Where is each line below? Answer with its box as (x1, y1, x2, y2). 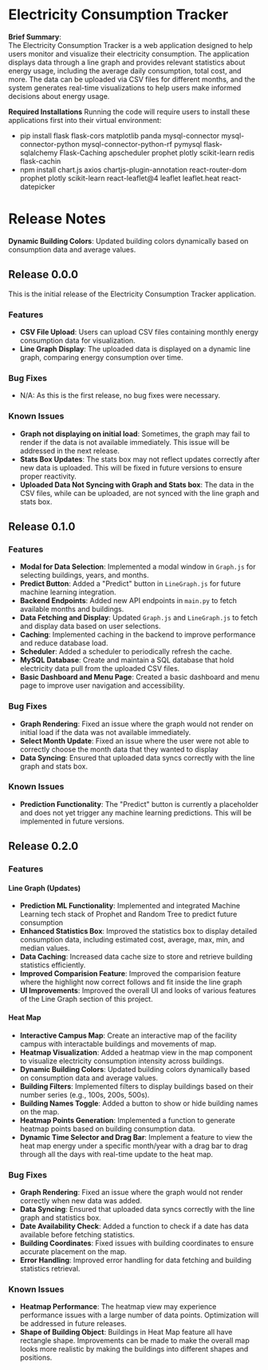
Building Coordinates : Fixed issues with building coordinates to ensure (19, 1238, 254, 1248)
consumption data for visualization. (19, 336, 136, 345)
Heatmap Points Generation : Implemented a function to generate (19, 1115, 235, 1125)
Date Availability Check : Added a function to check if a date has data (19, 1221, 249, 1231)
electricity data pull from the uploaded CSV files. (19, 664, 180, 673)
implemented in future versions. (19, 816, 125, 826)
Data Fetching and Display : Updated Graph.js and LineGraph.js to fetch (19, 613, 258, 622)
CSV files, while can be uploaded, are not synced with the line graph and (19, 488, 259, 498)
